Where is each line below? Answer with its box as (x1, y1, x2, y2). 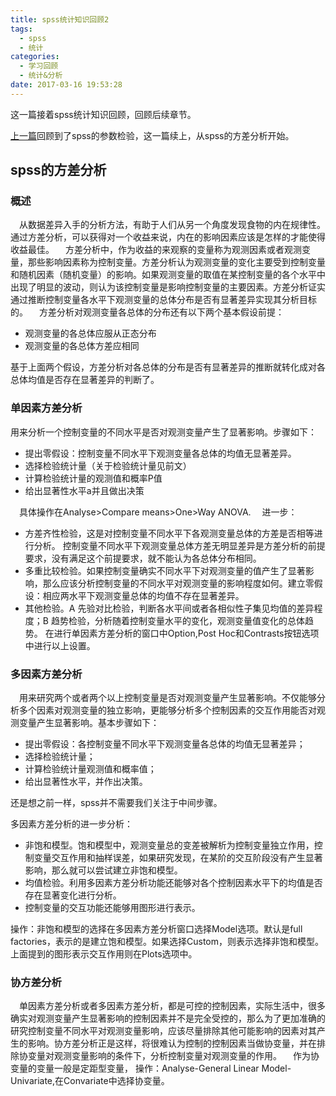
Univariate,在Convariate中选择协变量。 (10, 1075, 170, 1087)
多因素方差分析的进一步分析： (10, 818, 133, 830)
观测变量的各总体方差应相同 (24, 340, 140, 352)
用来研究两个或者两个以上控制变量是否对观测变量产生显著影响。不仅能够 (19, 692, 317, 704)
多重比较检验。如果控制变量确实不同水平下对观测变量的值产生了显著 (24, 564, 306, 576)
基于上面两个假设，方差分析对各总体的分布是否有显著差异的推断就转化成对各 (10, 361, 326, 373)
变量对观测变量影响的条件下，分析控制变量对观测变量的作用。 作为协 (27, 1050, 320, 1062)
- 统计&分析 (19, 71, 63, 81)
